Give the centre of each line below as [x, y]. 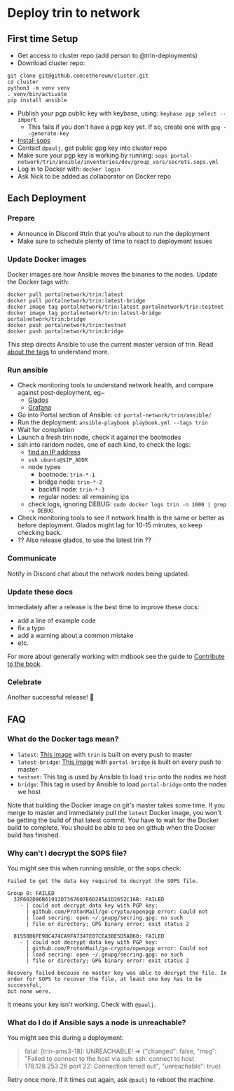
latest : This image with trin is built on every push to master [105, 754]
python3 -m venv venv [39, 88]
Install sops [34, 140]
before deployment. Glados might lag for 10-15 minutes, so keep [110, 525]
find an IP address [54, 452]
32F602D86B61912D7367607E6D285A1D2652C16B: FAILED [89, 900]
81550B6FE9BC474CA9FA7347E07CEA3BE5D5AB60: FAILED [89, 936]
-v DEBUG [41, 511]
